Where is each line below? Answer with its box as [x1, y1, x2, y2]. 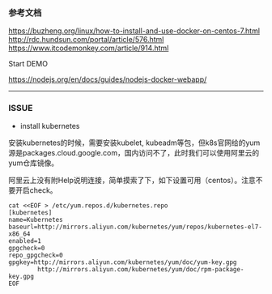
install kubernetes [19, 121, 80, 130]
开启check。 [15, 185, 58, 195]
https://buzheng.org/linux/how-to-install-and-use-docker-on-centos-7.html [8, 26, 261, 36]
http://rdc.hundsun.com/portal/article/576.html [8, 35, 164, 45]
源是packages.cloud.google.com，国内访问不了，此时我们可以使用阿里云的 [8, 147, 260, 157]
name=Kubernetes [8, 215, 63, 224]
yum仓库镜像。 [8, 158, 59, 168]
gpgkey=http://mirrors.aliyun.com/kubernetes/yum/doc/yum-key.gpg [8, 258, 237, 266]
